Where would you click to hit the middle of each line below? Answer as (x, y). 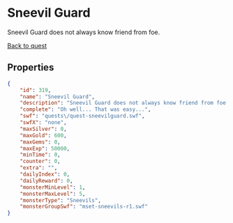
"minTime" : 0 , (40, 155)
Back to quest (27, 45)
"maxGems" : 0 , (40, 142)
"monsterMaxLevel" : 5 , (53, 194)
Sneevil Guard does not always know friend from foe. (84, 32)
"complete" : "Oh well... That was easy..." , (85, 109)
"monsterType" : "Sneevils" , (60, 200)
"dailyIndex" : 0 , (45, 174)
